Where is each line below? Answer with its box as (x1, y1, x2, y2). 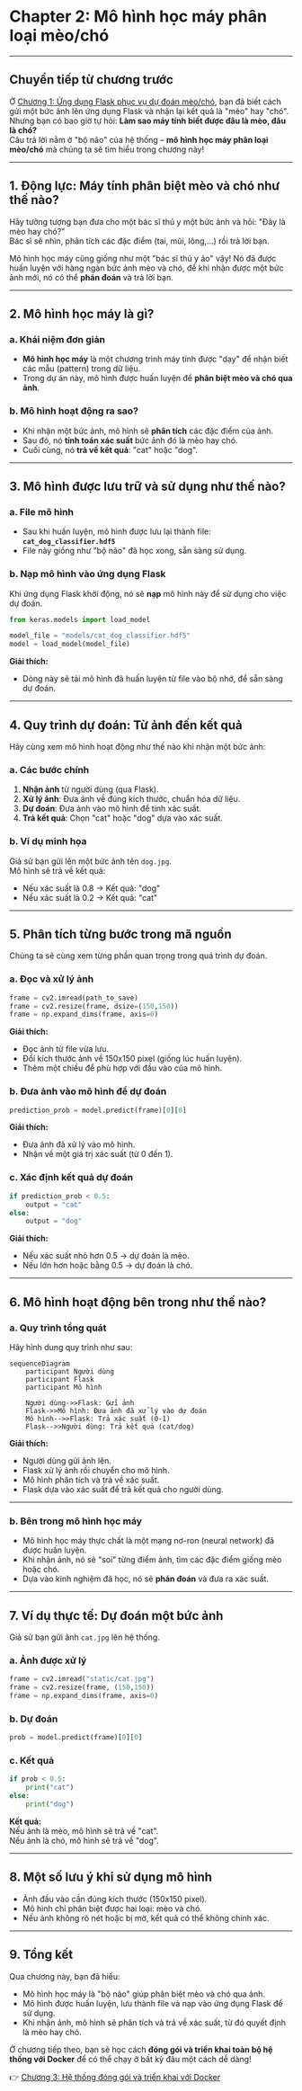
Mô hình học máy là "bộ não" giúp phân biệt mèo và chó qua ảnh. (22, 1989, 266, 1999)
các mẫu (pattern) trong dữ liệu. (22, 363, 141, 374)
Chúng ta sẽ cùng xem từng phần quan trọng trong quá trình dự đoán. (9, 950, 268, 961)
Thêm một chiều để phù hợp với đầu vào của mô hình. (22, 1063, 223, 1073)
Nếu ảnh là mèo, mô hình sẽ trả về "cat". (9, 1825, 159, 1836)
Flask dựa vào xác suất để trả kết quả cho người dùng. (22, 1483, 224, 1494)
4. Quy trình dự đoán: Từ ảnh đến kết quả (9, 717, 243, 733)
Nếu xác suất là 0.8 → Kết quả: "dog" (22, 883, 161, 894)
